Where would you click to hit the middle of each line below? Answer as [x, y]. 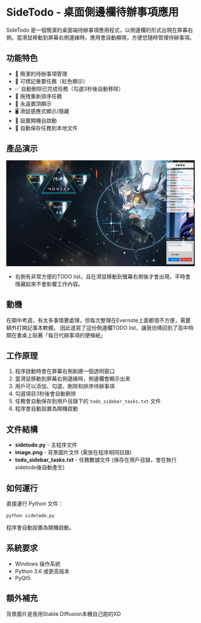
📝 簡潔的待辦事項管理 [41, 74]
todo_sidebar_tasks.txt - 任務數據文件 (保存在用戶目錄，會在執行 [96, 460]
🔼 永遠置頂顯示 [33, 104]
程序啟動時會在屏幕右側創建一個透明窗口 [65, 371]
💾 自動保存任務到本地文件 [46, 128]
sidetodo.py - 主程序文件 [46, 445]
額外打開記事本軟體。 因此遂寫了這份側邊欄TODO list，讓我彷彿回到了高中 [97, 327]
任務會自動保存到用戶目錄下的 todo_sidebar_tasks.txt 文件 [88, 401]
